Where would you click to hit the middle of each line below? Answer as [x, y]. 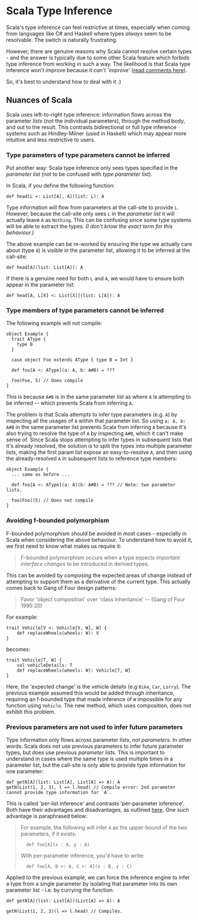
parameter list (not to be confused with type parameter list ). [79, 174]
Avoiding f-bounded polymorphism [58, 521]
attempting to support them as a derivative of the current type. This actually [98, 582]
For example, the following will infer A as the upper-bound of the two [104, 827]
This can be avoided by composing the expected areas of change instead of [99, 575]
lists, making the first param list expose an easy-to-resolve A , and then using [99, 452]
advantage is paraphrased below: [47, 816]
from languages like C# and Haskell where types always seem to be [89, 33]
